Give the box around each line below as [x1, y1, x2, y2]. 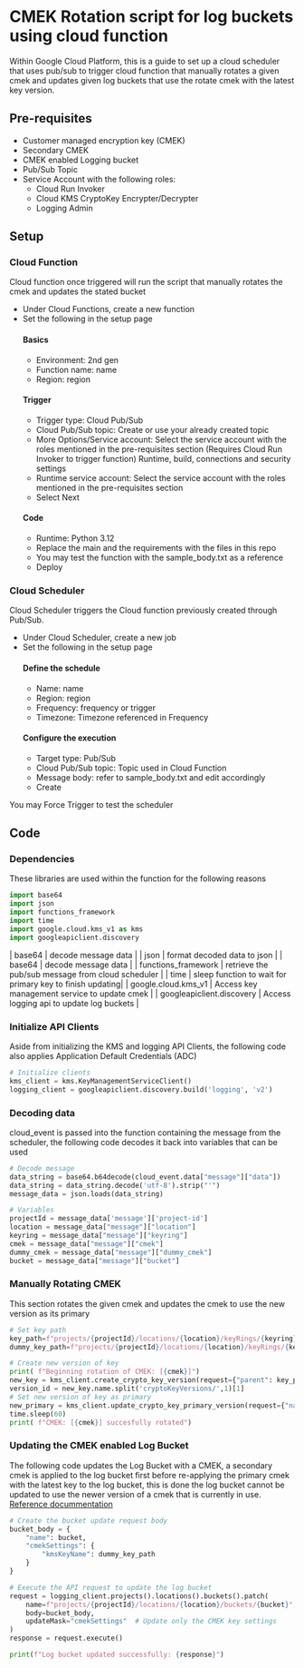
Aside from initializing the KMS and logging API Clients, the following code [9, 1041, 287, 1052]
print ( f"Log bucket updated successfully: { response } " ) [9, 1650, 224, 1659]
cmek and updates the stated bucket [9, 286, 147, 297]
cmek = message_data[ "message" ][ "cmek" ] [9, 1239, 165, 1249]
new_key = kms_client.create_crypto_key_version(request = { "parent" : [9, 1376, 273, 1385]
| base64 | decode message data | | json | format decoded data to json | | [9, 949, 283, 960]
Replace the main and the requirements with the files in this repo [35, 543, 277, 554]
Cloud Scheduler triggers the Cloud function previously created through [9, 605, 278, 616]
